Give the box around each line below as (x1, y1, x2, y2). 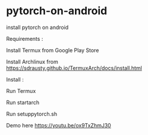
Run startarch (6, 99, 40, 106)
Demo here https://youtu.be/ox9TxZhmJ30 (6, 121, 111, 128)
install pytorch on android (6, 24, 69, 31)
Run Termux (6, 87, 36, 94)
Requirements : (6, 35, 43, 42)
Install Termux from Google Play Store (6, 46, 99, 54)
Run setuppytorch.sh (6, 110, 58, 117)
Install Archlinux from (6, 58, 58, 65)
